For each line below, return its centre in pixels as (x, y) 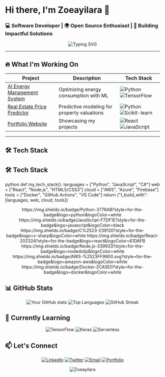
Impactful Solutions (29, 34)
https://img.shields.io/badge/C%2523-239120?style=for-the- (82, 230)
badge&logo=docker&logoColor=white (82, 272)
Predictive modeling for (86, 107)
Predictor (18, 113)
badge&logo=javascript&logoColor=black (82, 225)
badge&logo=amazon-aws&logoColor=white (82, 262)
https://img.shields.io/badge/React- (123, 236)
